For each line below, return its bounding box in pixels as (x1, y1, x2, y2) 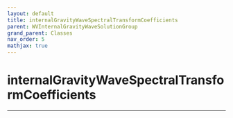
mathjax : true (7, 42, 49, 49)
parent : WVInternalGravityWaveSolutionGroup (7, 23, 138, 30)
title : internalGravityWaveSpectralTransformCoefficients (7, 17, 178, 24)
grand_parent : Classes (7, 29, 73, 37)
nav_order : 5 (7, 36, 45, 43)
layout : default (7, 10, 54, 17)
